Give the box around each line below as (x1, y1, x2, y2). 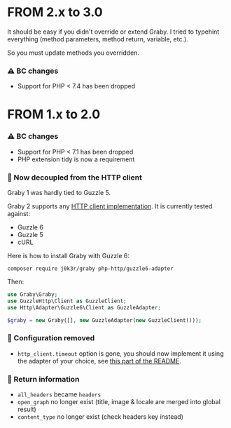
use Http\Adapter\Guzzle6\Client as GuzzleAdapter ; (7, 304, 161, 311)
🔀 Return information (7, 374, 80, 384)
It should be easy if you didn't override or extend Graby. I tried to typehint (7, 27, 220, 36)
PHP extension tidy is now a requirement (17, 155, 135, 163)
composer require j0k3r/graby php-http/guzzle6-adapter (7, 265, 174, 272)
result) (17, 405, 36, 414)
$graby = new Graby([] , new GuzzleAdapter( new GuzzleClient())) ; (7, 316, 202, 323)
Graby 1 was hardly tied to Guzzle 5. (7, 189, 111, 197)
